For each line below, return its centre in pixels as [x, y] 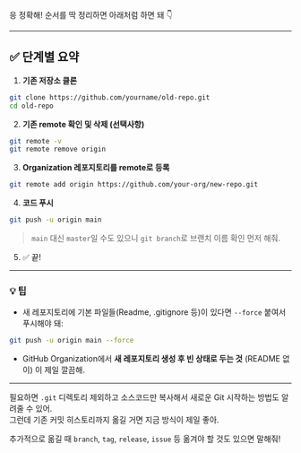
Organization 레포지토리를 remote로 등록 [96, 168]
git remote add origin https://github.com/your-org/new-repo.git [133, 185]
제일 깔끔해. [64, 370]
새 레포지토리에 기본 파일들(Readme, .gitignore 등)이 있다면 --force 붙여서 [154, 312]
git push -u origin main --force [72, 341]
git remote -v [36, 141]
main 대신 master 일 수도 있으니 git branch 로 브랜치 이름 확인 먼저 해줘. [155, 239]
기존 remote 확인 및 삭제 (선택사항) [83, 124]
